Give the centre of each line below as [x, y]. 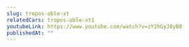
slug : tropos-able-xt [38, 13]
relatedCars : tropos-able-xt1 [51, 20]
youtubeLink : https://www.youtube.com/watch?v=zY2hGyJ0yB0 [94, 26]
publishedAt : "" [30, 33]
